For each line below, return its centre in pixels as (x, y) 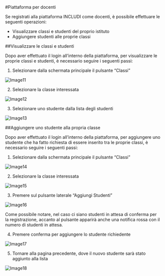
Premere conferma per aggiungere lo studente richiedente (71, 234)
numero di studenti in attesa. (34, 225)
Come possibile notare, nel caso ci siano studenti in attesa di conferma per (81, 214)
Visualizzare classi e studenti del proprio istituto (61, 31)
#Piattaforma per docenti (31, 7)
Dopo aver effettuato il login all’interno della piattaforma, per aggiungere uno (83, 137)
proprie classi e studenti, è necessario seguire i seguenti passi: (69, 61)
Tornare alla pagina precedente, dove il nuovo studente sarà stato (79, 253)
